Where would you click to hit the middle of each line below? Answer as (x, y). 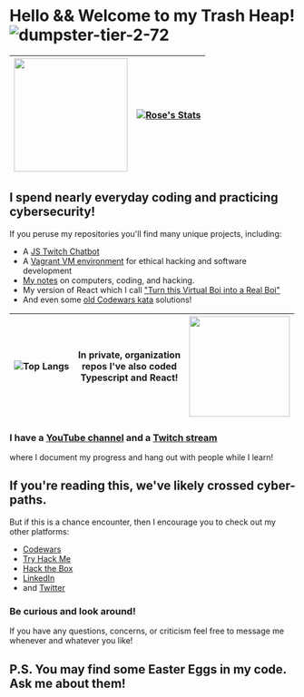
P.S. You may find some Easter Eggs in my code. (148, 669)
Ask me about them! (68, 683)
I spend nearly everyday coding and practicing (144, 197)
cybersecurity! (52, 212)
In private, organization (130, 355)
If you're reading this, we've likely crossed (132, 486)
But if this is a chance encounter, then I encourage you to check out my (143, 522)
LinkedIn (39, 578)
